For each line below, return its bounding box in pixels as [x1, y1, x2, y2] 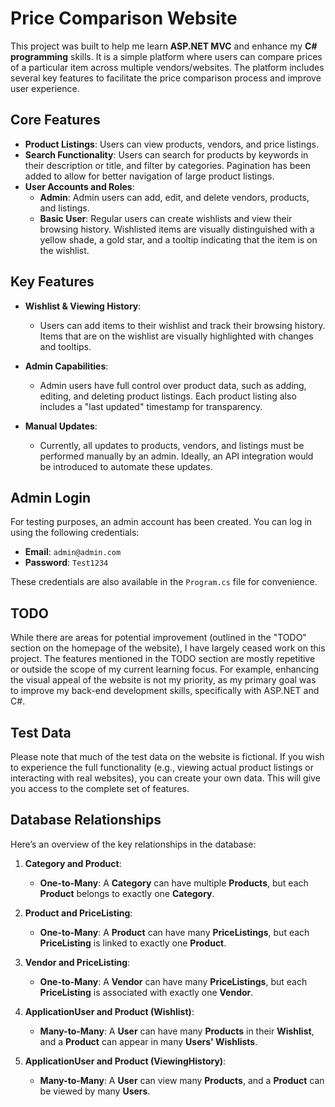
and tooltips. [39, 340, 92, 352]
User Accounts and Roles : [24, 180, 135, 192]
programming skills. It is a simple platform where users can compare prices [10, 50, 323, 62]
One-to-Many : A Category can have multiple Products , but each [39, 877, 309, 889]
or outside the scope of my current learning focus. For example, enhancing [10, 663, 320, 676]
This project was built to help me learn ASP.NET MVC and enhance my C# [10, 40, 318, 52]
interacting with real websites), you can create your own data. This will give [10, 772, 321, 784]
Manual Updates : [24, 420, 98, 432]
